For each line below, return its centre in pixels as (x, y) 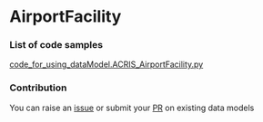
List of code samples (56, 45)
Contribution (38, 88)
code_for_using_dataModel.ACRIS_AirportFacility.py (106, 64)
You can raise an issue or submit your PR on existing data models (132, 108)
